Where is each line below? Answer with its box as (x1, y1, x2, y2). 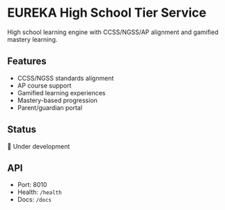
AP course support (17, 81, 72, 90)
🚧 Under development (7, 142, 70, 150)
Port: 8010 (17, 181, 47, 189)
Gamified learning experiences (17, 88, 106, 97)
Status (7, 124, 37, 136)
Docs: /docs (17, 195, 52, 204)
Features (7, 56, 47, 67)
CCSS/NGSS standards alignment (17, 74, 114, 82)
